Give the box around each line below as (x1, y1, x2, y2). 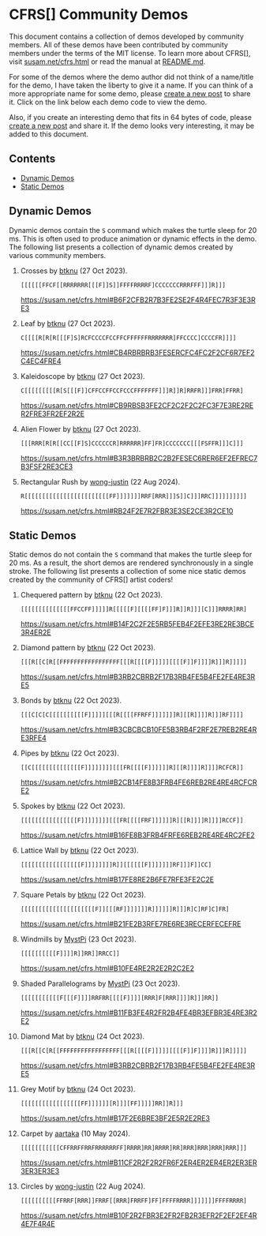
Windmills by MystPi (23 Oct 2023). (20, 934, 137, 944)
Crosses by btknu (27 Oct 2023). (20, 266, 128, 275)
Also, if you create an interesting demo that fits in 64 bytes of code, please (9, 112, 252, 122)
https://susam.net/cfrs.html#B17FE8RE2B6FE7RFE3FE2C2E (20, 875, 215, 885)
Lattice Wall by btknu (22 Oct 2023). (20, 846, 139, 856)
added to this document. (9, 129, 89, 139)
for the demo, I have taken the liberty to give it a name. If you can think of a (9, 81, 253, 90)
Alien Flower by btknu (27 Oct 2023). (20, 424, 141, 433)
